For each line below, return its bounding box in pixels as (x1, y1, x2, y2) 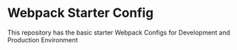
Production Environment (7, 35, 78, 44)
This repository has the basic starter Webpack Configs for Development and (7, 28, 231, 37)
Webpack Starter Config (7, 5, 154, 21)
